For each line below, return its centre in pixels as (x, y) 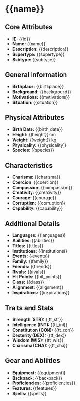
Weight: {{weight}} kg (34, 140)
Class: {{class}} (28, 282)
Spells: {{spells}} (29, 393)
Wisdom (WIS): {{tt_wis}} (38, 340)
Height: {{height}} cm (34, 134)
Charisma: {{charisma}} (36, 177)
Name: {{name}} (29, 44)
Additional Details (32, 223)
